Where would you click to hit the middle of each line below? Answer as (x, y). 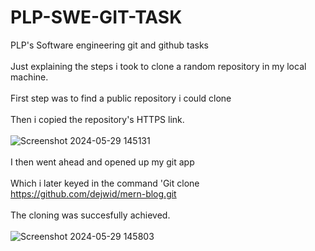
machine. (29, 77)
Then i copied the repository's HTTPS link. (97, 119)
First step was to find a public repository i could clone (121, 98)
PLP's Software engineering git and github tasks (109, 45)
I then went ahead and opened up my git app (102, 162)
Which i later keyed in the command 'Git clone (105, 183)
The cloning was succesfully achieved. (90, 215)
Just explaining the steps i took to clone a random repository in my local (158, 66)
